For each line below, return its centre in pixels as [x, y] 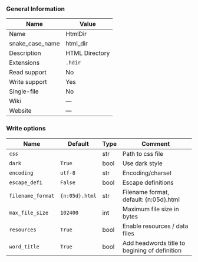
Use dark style [143, 163]
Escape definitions [148, 182]
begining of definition [152, 250]
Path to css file [143, 153]
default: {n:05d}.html [151, 199]
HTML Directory [88, 53]
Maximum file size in [151, 209]
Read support [28, 73]
